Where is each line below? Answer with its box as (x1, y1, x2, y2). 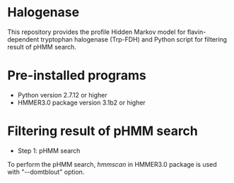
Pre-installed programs (7, 68, 146, 83)
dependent (7, 35, 40, 43)
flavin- (187, 28, 206, 36)
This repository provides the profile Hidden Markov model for (7, 28, 186, 36)
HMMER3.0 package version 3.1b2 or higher (17, 98, 146, 107)
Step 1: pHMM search (17, 146, 81, 155)
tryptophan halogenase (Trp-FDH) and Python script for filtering (40, 35, 228, 43)
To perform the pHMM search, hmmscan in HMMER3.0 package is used (7, 160, 217, 168)
